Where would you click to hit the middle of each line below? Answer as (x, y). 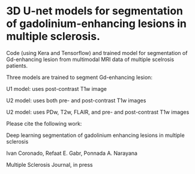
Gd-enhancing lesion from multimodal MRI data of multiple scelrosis (90, 59)
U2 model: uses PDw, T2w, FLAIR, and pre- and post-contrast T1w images (98, 112)
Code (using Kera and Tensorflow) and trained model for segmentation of (97, 53)
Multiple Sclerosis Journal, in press (49, 164)
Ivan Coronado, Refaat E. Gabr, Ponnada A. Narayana (72, 153)
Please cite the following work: (44, 123)
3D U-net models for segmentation (95, 11)
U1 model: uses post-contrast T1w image (56, 88)
